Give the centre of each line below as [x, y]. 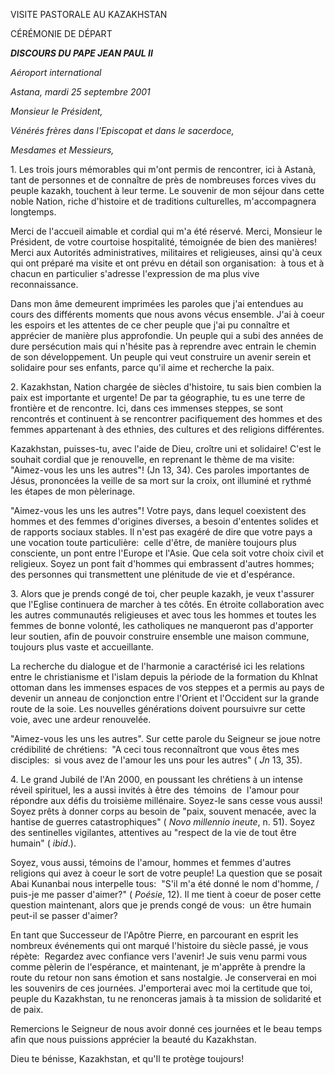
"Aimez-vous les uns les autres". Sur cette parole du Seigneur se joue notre [165, 738]
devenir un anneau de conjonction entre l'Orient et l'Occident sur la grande [165, 698]
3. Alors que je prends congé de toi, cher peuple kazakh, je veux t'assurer [162, 593]
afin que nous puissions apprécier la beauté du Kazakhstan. [133, 1039]
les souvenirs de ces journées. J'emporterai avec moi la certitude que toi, [161, 988]
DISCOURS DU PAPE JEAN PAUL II [81, 53]
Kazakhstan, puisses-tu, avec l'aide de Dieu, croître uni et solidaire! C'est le [166, 448]
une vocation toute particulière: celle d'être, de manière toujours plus [153, 542]
